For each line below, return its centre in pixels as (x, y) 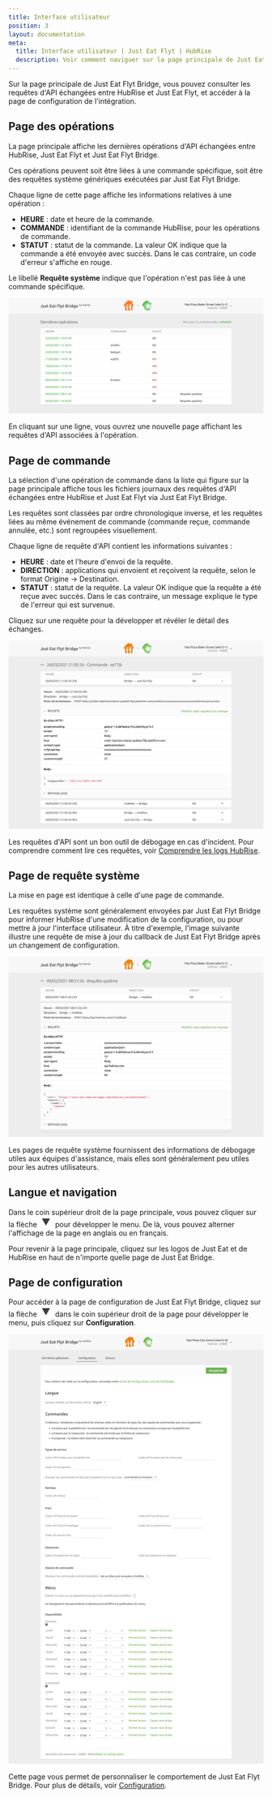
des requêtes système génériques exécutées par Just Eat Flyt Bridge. (125, 179)
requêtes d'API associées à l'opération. (74, 435)
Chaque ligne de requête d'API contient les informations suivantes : (121, 546)
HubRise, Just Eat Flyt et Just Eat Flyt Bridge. (84, 155)
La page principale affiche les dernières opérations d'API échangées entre (132, 146)
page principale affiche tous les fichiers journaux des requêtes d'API (122, 489)
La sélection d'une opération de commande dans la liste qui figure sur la (129, 480)
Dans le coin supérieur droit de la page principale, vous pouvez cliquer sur (133, 1212)
